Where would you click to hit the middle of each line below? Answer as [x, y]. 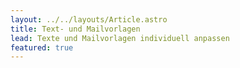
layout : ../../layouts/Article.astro [89, 19]
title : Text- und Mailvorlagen [75, 29]
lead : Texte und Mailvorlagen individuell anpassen [120, 38]
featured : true [42, 47]
